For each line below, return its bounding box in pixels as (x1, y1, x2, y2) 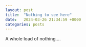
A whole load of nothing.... (5, 36, 61, 42)
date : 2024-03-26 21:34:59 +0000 (5, 17, 81, 22)
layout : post (5, 7, 33, 13)
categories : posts (5, 21, 45, 27)
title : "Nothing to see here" (5, 12, 72, 17)
